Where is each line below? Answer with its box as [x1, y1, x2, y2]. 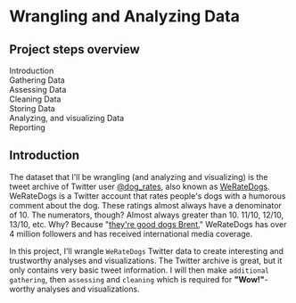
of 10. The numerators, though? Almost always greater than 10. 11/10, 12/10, [9, 209, 284, 220]
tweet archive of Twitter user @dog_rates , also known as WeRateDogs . [9, 181, 270, 192]
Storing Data [9, 103, 55, 113]
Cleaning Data [9, 94, 62, 104]
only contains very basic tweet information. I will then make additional [9, 265, 269, 275]
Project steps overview [9, 42, 140, 57]
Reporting [9, 122, 46, 133]
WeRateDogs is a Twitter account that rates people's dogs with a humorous [9, 190, 286, 201]
